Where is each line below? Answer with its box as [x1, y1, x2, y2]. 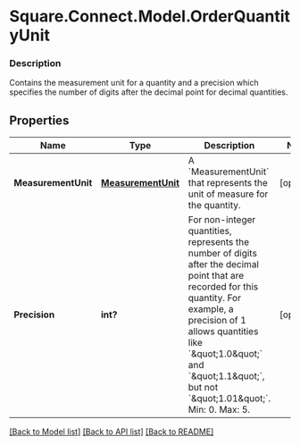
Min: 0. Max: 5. [187, 404, 251, 416]
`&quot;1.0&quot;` [187, 348, 263, 360]
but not [187, 382, 219, 394]
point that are [187, 270, 245, 282]
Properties [9, 113, 70, 128]
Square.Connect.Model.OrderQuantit [9, 6, 290, 27]
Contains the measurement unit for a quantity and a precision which [9, 78, 259, 88]
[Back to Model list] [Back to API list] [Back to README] [9, 426, 214, 437]
